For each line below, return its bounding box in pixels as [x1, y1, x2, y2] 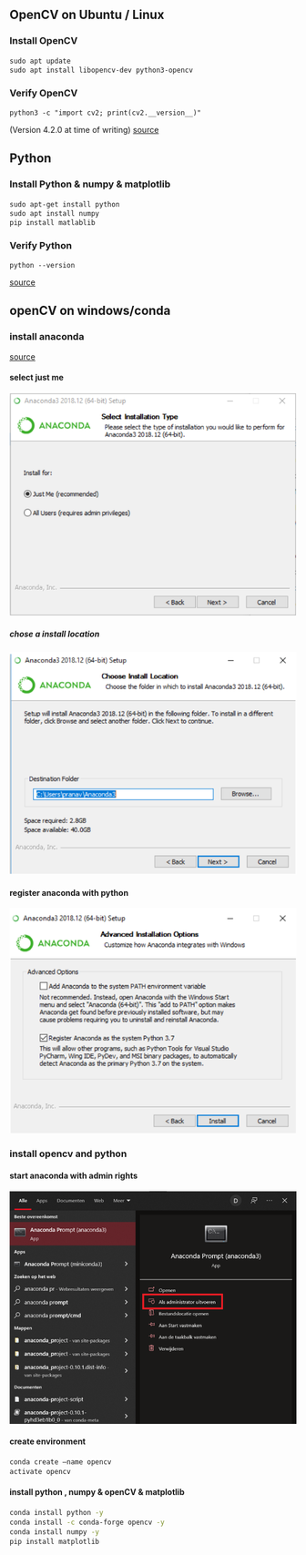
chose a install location [9, 628, 100, 639]
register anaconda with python [9, 887, 129, 898]
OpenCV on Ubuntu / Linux [9, 7, 165, 23]
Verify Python [9, 239, 73, 251]
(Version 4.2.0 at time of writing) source [9, 124, 159, 135]
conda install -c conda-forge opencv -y [9, 1518, 166, 1527]
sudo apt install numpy [9, 208, 100, 218]
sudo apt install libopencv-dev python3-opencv [9, 66, 194, 75]
